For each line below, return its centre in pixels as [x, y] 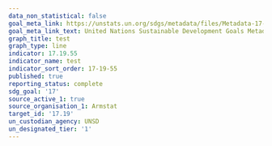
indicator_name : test [45, 62]
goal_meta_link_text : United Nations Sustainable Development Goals [126, 31]
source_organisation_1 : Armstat [63, 106]
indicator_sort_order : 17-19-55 [63, 69]
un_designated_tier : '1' [50, 129]
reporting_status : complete [56, 84]
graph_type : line [38, 46]
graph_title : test [39, 39]
